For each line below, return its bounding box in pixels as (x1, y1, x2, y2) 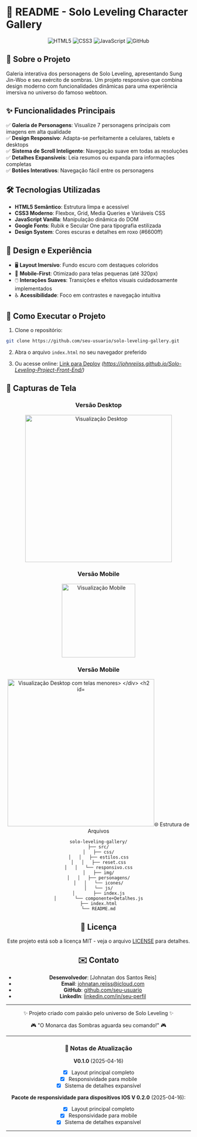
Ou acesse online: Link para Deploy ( (14, 360, 104, 367)
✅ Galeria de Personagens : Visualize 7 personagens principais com (6, 121, 171, 128)
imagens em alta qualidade (6, 128, 72, 135)
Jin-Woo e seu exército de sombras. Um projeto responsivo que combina (6, 76, 183, 83)
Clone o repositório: (14, 327, 63, 333)
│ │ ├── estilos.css (68, 854, 129, 860)
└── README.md (81, 906, 116, 912)
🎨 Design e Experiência (6, 246, 92, 256)
